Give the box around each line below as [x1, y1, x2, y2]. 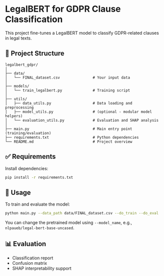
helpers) [5, 113, 23, 118]
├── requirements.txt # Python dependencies [5, 135, 139, 140]
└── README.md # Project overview [5, 139, 133, 144]
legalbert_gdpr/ [5, 62, 38, 67]
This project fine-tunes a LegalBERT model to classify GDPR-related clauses [5, 30, 159, 36]
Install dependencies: [5, 165, 48, 171]
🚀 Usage [5, 188, 31, 196]
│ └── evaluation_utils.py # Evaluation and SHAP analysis [5, 118, 159, 123]
